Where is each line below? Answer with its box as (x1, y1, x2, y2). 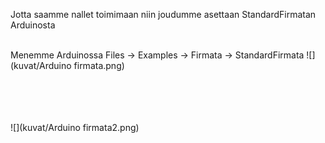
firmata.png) (73, 60, 125, 71)
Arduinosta (10, 19, 56, 31)
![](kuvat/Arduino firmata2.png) (10, 122, 140, 133)
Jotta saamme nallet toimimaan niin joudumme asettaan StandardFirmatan (10, 9, 317, 20)
